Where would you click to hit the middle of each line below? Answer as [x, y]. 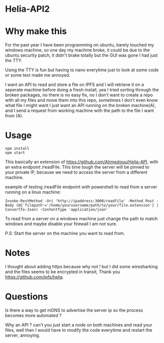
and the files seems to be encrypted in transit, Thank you [63, 272]
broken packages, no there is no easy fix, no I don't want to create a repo [79, 95]
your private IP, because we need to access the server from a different [76, 172]
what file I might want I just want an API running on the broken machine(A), [81, 106]
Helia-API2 [27, 9]
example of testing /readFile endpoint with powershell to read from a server [81, 187]
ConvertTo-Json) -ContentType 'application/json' [57, 210]
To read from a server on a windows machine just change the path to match [82, 219]
